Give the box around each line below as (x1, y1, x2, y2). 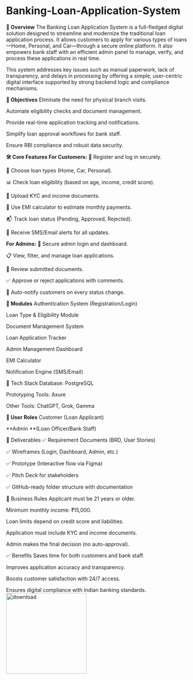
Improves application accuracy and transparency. (6, 563, 126, 570)
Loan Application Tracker (6, 334, 67, 341)
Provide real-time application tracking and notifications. (6, 119, 140, 126)
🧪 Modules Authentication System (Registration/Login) (6, 300, 137, 307)
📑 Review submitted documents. (6, 265, 84, 272)
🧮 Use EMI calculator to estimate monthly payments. (6, 204, 132, 211)
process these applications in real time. (6, 55, 101, 62)
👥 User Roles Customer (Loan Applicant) (6, 414, 104, 421)
